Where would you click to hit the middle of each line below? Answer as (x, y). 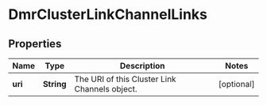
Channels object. (106, 89)
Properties (35, 44)
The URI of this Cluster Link (125, 79)
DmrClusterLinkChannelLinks (108, 15)
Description (142, 66)
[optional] (236, 84)
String (54, 84)
